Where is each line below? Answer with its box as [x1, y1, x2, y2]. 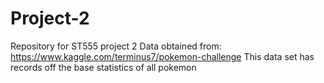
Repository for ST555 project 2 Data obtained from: [10, 40, 222, 52]
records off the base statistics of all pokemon [10, 61, 197, 73]
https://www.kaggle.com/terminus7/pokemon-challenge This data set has [10, 50, 315, 62]
